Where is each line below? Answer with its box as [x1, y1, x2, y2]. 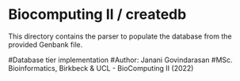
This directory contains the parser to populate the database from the [8, 31, 232, 41]
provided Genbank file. [8, 39, 83, 49]
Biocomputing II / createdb [8, 6, 187, 24]
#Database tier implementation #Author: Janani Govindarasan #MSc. [8, 55, 233, 64]
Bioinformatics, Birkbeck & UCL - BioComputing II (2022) [8, 63, 194, 72]
